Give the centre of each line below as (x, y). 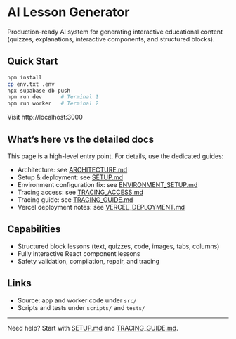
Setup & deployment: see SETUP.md (70, 177)
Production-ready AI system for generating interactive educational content (115, 32)
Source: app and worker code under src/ (77, 300)
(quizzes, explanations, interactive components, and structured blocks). (111, 39)
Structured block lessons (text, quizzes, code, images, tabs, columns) (118, 246)
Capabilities (34, 229)
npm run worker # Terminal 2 (53, 104)
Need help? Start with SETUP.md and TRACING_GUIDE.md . (93, 328)
